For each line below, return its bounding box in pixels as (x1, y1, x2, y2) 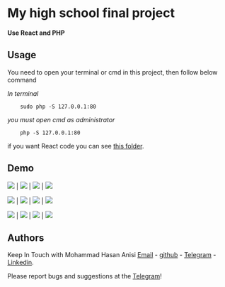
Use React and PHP (7, 28, 65, 37)
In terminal (7, 89, 39, 97)
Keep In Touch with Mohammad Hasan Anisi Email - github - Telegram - (7, 251, 217, 259)
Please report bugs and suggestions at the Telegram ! (7, 272, 162, 281)
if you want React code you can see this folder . (7, 141, 144, 150)
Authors (7, 232, 45, 244)
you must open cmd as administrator (7, 115, 115, 124)
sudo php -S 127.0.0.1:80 (20, 103, 97, 110)
